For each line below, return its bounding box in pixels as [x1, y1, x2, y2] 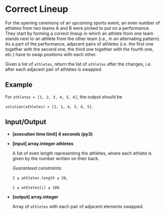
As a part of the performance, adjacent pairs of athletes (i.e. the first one [5, 41, 154, 47]
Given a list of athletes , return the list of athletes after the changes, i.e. [5, 61, 152, 67]
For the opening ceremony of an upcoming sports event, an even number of [5, 20, 160, 26]
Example [5, 81, 33, 89]
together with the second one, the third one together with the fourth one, [5, 46, 154, 52]
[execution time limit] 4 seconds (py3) [12, 131, 93, 137]
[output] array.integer [12, 194, 58, 200]
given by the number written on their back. [12, 155, 100, 161]
